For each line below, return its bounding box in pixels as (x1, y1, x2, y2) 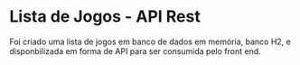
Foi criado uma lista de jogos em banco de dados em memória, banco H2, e (9, 36, 291, 47)
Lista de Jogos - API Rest (9, 6, 201, 27)
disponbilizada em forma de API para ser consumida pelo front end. (9, 45, 262, 56)
